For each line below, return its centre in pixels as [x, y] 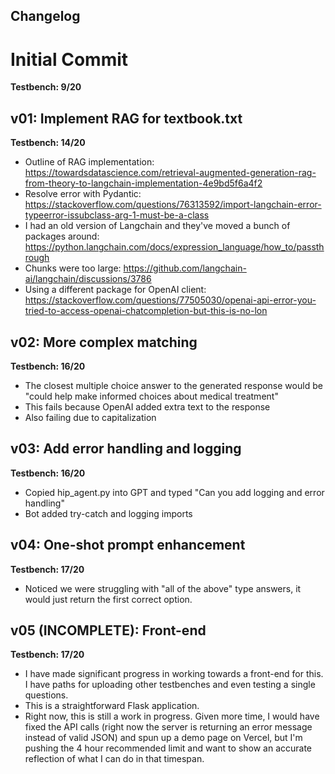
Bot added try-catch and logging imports [108, 513]
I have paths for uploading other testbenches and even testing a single [170, 685]
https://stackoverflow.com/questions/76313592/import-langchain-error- [173, 205]
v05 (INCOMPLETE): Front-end [108, 630]
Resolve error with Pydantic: [83, 194]
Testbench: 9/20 [46, 87]
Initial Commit [69, 59]
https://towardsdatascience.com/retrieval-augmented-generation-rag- [170, 173]
